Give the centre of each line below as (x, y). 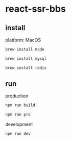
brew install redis (26, 68)
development (19, 124)
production (17, 96)
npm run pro (18, 115)
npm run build (20, 105)
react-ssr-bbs (36, 9)
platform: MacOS (23, 40)
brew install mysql (26, 58)
